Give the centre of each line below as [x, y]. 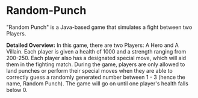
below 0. [17, 90]
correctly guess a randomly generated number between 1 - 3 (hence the [96, 77]
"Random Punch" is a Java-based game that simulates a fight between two [99, 27]
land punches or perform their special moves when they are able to [89, 70]
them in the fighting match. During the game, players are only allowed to [96, 64]
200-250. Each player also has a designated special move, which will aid [96, 58]
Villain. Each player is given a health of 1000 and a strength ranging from [96, 51]
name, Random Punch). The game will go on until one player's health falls [97, 83]
